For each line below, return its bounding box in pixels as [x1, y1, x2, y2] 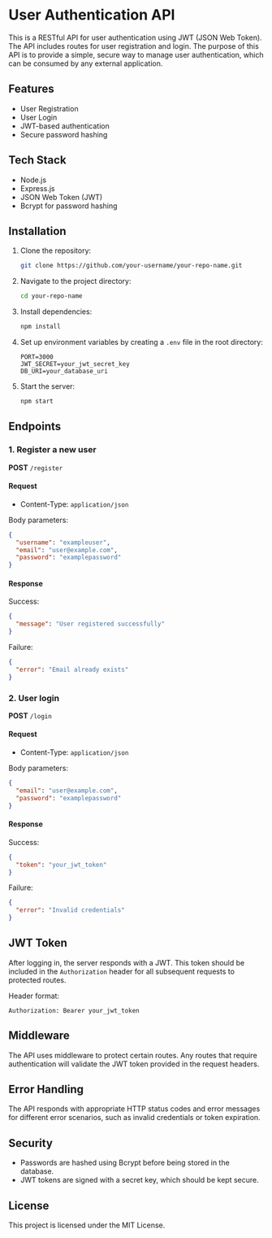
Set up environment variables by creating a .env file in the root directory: [19, 338, 264, 347]
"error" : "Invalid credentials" [15, 906, 126, 914]
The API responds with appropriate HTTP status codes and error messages [8, 1104, 261, 1114]
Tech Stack [8, 153, 67, 168]
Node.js [19, 175, 47, 185]
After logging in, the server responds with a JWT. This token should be [8, 957, 245, 967]
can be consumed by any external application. [8, 59, 163, 68]
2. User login [8, 692, 59, 704]
